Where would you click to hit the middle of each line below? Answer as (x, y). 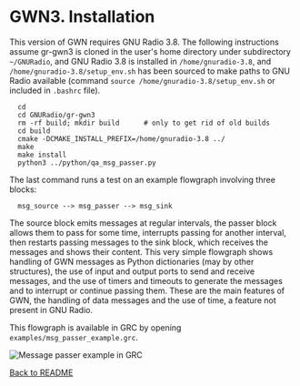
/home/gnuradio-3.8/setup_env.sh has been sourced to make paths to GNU (150, 71)
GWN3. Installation (82, 17)
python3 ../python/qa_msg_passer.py (87, 163)
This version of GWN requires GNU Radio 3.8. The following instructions (144, 42)
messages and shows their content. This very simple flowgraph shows (141, 251)
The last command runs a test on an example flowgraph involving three (142, 179)
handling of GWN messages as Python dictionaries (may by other (132, 261)
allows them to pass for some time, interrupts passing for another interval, (148, 232)
